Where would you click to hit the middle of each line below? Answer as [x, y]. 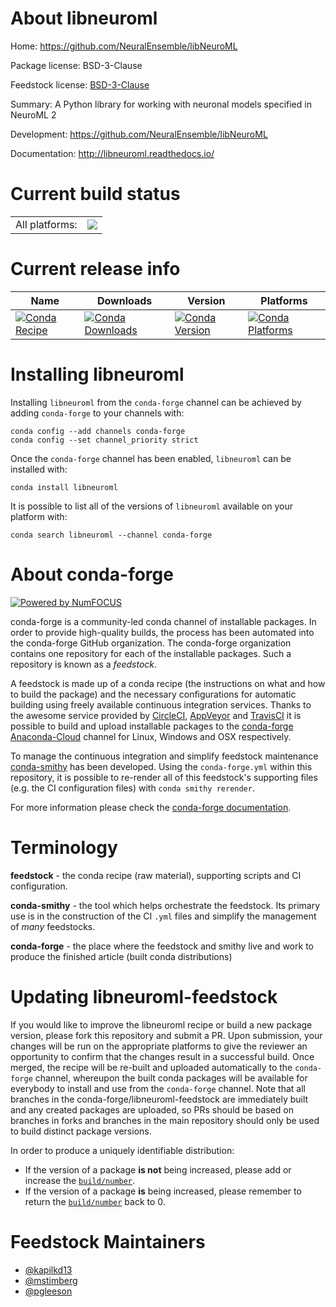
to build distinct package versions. [81, 1131]
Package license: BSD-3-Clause [76, 65]
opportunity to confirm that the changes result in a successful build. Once [162, 1056]
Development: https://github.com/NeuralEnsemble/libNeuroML [139, 134]
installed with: [39, 469]
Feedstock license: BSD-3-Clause [80, 84]
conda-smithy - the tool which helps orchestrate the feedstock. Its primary [165, 905]
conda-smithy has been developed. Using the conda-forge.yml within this [161, 766]
